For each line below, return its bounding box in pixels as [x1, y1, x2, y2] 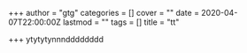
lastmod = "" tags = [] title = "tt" [62, 17, 180, 27]
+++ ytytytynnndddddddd [8, 34, 104, 44]
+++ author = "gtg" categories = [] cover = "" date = [8, 8, 200, 18]
